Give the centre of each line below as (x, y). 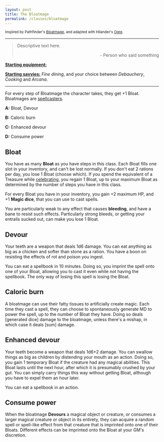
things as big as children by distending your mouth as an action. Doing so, (79, 357)
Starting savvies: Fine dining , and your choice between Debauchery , (75, 74)
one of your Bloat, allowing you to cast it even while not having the (72, 271)
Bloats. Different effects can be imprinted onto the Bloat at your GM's (74, 430)
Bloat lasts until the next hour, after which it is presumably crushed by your (80, 367)
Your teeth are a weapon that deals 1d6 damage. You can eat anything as (79, 246)
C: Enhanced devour (26, 127)
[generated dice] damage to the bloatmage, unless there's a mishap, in (76, 319)
